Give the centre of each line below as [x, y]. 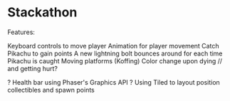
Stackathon [42, 12]
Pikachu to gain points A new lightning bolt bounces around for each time [115, 53]
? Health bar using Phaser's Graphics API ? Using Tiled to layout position [114, 82]
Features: [21, 32]
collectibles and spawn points [51, 90]
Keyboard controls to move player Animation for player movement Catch [113, 46]
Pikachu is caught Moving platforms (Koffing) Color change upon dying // [115, 60]
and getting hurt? [33, 68]
